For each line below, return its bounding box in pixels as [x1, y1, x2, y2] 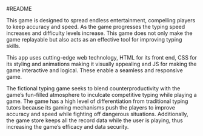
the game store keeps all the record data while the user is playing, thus [6, 117, 183, 124]
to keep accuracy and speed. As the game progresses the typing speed [6, 23, 185, 30]
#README [6, 5, 32, 12]
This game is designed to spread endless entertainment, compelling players [6, 17, 196, 23]
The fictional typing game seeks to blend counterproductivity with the [6, 85, 181, 92]
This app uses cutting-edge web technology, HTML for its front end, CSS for [6, 54, 198, 61]
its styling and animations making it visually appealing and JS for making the [6, 60, 197, 67]
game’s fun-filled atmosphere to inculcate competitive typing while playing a [6, 91, 197, 98]
